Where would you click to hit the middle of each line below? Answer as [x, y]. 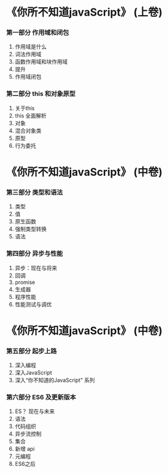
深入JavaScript [33, 373]
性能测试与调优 [33, 304]
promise [25, 282]
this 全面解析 [30, 115]
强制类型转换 [30, 229]
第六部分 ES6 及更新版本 [41, 397]
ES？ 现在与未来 [35, 411]
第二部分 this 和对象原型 [41, 94]
